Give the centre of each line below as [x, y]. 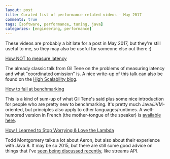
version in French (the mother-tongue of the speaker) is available [93, 115]
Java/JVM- [153, 104]
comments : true [21, 19]
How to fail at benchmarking [35, 89]
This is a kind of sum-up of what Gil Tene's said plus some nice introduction [84, 99]
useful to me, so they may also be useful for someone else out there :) [78, 49]
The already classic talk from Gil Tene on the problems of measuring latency [85, 69]
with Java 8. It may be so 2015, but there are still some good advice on [79, 146]
